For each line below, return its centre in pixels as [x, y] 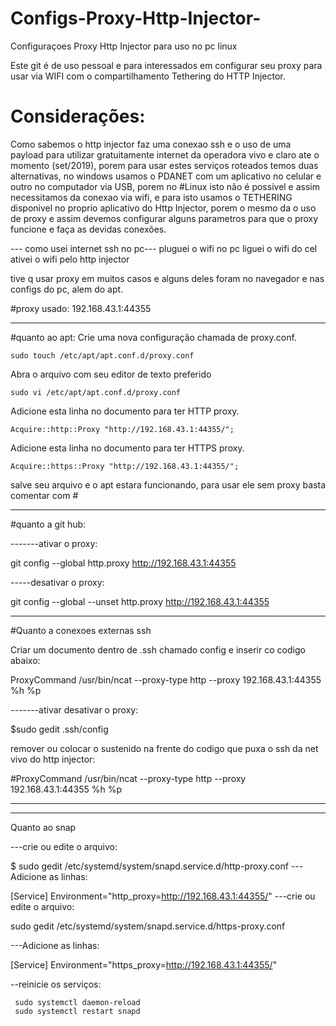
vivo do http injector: [53, 759]
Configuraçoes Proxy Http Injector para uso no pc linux [124, 46]
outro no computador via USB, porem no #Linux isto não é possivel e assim [165, 186]
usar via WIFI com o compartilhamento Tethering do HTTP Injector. [148, 76]
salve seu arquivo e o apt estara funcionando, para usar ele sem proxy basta [168, 484]
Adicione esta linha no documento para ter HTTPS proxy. [127, 448]
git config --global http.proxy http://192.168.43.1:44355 [123, 563]
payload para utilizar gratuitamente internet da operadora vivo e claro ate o [165, 154]
